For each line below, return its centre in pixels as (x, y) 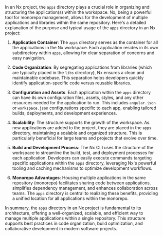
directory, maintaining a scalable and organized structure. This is (77, 133)
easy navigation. (28, 58)
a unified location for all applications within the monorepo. (70, 198)
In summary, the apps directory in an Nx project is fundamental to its (73, 208)
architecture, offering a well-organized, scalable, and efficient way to (74, 213)
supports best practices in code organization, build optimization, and (74, 223)
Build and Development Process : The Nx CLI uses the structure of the (83, 147)
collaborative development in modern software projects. (61, 228)
